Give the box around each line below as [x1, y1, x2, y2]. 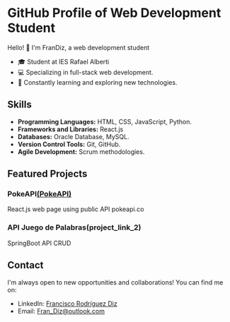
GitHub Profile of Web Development [7, 5, 222, 21]
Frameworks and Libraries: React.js [17, 125, 124, 133]
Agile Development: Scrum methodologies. [17, 147, 145, 156]
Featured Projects [7, 168, 88, 180]
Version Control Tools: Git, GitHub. [17, 140, 121, 148]
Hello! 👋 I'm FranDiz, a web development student [7, 43, 150, 52]
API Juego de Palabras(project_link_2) [7, 222, 142, 232]
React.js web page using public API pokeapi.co [7, 205, 144, 213]
